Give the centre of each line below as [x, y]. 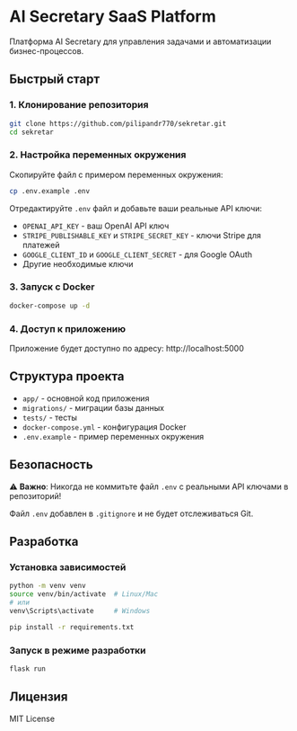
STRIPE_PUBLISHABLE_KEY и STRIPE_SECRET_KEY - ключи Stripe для [142, 235]
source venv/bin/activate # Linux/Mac [84, 594]
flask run [28, 669]
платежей [41, 245]
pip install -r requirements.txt [72, 627]
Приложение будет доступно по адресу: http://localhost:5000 [127, 349]
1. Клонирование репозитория [79, 105]
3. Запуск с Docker [52, 287]
